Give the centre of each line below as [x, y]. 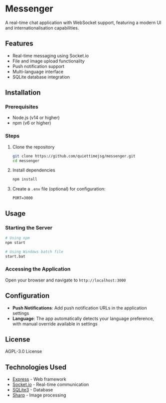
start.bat [15, 256]
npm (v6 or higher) [32, 123]
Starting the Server [29, 227]
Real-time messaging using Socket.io [50, 55]
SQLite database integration [41, 77]
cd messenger [26, 160]
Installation [23, 93]
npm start [15, 242]
